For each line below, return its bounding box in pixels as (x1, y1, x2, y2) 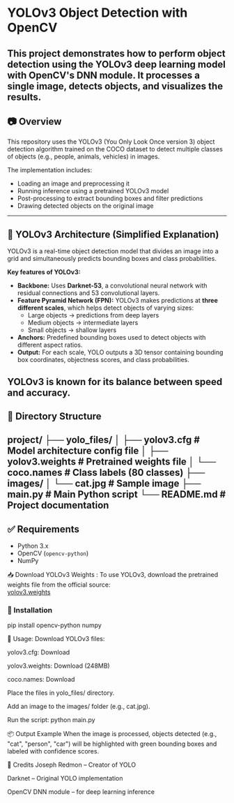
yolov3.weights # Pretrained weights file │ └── (7, 456, 217, 468)
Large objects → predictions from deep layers (27, 311, 159, 320)
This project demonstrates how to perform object (7, 47, 226, 59)
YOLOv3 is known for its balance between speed (7, 375, 223, 388)
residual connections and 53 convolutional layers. (17, 289, 160, 297)
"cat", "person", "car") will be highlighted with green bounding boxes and (7, 740, 217, 748)
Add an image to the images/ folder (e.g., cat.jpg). (7, 703, 150, 711)
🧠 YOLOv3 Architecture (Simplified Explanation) (7, 228, 219, 240)
